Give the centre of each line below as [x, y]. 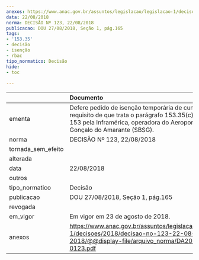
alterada [21, 159]
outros [18, 178]
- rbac [14, 56]
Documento [86, 98]
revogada [22, 207]
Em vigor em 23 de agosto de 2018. [120, 217]
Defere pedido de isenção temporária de [126, 108]
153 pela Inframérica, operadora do [119, 123]
